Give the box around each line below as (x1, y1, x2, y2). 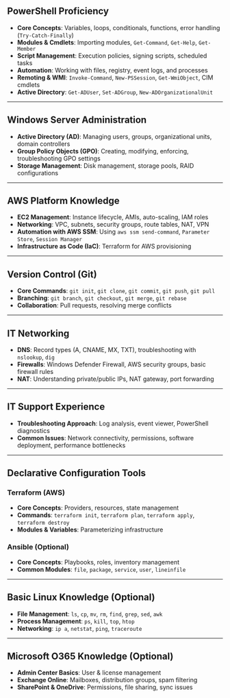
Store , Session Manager (16, 235, 82, 243)
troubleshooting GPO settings (16, 154, 101, 162)
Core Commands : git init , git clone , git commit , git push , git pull (16, 287, 216, 295)
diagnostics (16, 426, 50, 434)
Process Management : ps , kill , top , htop (16, 616, 135, 625)
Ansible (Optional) (7, 543, 70, 552)
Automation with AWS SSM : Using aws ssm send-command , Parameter (16, 227, 210, 236)
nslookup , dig (16, 353, 55, 362)
